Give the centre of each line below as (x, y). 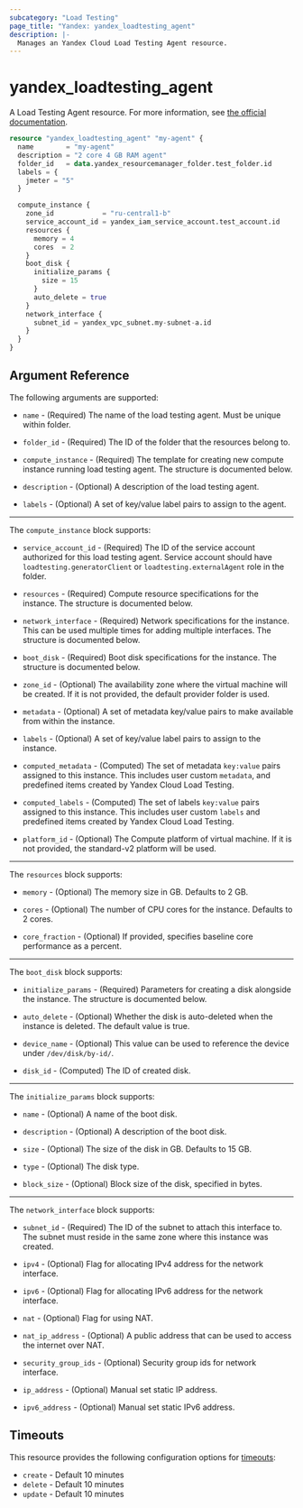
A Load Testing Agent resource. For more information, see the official (138, 113)
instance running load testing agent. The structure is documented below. (157, 469)
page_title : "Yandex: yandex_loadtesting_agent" (102, 26)
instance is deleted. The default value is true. (106, 1025)
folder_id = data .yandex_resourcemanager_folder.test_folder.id (145, 163)
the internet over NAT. (64, 1345)
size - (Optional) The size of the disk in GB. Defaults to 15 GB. (137, 1149)
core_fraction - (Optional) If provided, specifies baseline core (138, 936)
